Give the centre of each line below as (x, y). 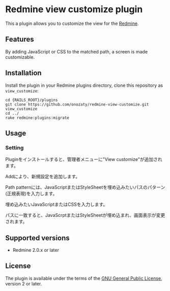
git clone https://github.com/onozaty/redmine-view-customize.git (77, 104)
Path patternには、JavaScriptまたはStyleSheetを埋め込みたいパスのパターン (85, 187)
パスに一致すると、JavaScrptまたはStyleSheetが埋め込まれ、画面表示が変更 (85, 215)
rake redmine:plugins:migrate (37, 118)
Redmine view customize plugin (74, 9)
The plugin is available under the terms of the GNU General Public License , (84, 278)
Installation (23, 73)
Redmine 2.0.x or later (36, 250)
